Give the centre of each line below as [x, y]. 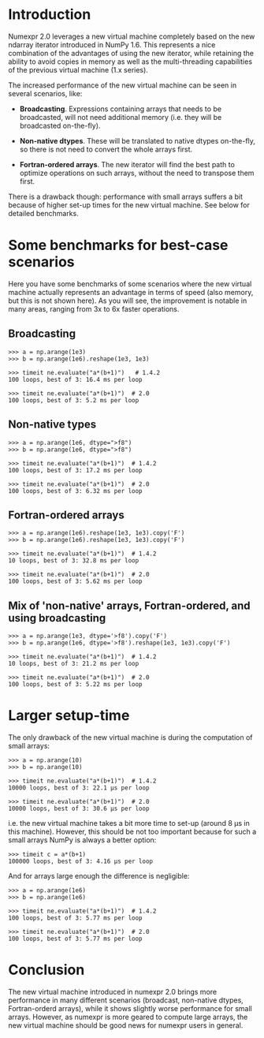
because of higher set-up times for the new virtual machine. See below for [129, 205]
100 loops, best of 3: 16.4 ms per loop [76, 379]
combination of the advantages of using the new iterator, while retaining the [131, 53]
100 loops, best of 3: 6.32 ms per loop [76, 491]
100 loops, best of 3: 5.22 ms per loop [76, 685]
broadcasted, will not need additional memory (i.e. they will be [121, 117]
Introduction [50, 15]
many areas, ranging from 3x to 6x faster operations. [94, 308]
